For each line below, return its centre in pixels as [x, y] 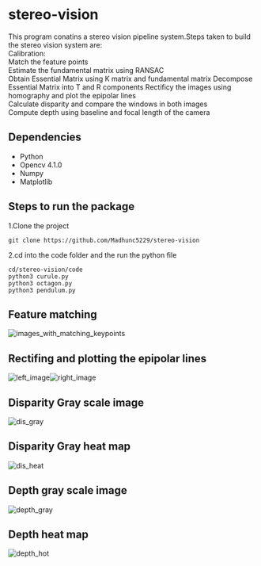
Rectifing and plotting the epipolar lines [108, 358]
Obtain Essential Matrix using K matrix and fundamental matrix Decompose [130, 78]
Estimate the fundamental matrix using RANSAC [86, 70]
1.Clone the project [39, 226]
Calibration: [27, 53]
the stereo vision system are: [55, 44]
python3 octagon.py [40, 283]
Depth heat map [48, 535]
